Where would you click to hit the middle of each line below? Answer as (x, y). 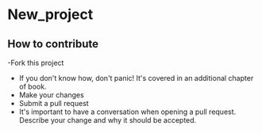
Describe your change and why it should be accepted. (108, 120)
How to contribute (53, 44)
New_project (50, 15)
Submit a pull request (54, 103)
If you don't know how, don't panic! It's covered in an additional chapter (136, 78)
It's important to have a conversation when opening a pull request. (127, 112)
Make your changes (51, 95)
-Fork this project (36, 63)
